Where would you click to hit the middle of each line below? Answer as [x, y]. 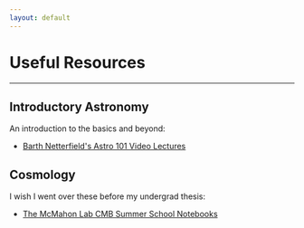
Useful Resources [78, 62]
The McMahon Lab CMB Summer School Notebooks [120, 214]
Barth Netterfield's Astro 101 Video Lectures [104, 147]
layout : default [40, 18]
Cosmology [43, 174]
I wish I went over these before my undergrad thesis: [108, 196]
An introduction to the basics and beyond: [87, 128]
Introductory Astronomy [79, 106]
